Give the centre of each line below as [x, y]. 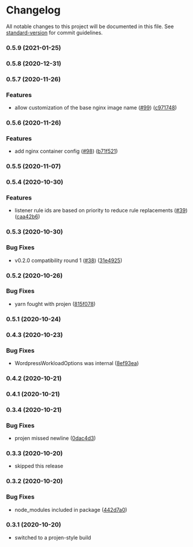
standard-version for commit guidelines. [54, 32]
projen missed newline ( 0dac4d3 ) [55, 438]
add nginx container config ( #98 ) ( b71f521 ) [66, 151]
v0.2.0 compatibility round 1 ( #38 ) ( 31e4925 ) [68, 260]
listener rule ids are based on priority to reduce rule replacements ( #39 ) [101, 211]
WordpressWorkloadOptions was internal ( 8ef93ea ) [77, 363]
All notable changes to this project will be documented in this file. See [90, 26]
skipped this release [39, 466]
